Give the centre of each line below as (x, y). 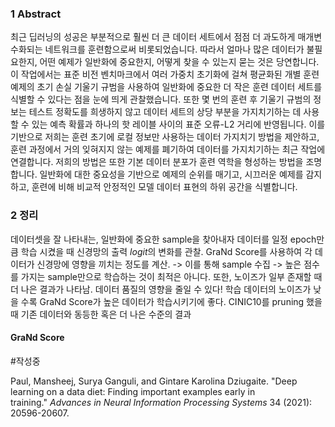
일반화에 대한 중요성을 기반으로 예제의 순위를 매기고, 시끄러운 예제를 (171, 174)
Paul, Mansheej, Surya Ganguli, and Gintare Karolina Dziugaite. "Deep (154, 381)
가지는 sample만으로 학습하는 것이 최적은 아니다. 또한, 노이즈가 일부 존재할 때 (171, 276)
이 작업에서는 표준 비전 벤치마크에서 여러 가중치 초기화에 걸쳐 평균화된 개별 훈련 (165, 74)
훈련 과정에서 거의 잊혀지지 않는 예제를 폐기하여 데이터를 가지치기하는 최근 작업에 (168, 149)
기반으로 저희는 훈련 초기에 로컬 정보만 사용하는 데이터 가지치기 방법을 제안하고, (165, 137)
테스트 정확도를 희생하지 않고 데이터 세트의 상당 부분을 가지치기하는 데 (165, 112)
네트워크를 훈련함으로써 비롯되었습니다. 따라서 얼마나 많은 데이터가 (174, 49)
